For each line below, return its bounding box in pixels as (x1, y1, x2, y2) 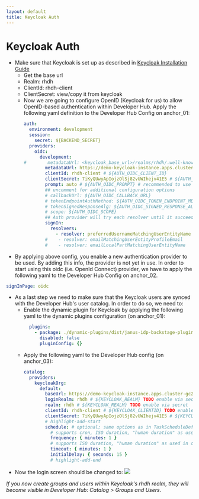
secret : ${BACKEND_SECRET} (34, 137, 101, 144)
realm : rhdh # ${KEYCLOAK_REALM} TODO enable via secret (44, 402, 188, 408)
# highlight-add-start (44, 418, 101, 424)
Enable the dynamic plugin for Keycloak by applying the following (23, 306, 184, 314)
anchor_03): (23, 358, 53, 365)
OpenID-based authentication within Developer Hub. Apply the (23, 103, 176, 110)
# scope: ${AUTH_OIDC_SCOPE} (44, 209, 117, 215)
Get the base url (23, 72, 63, 79)
